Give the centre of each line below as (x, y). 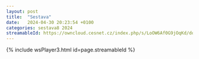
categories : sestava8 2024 (39, 28)
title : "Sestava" (29, 17)
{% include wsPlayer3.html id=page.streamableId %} (71, 50)
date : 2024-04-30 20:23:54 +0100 (50, 22)
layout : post (22, 11)
